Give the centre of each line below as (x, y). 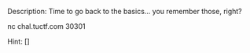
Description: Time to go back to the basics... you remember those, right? (125, 11)
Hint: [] (18, 41)
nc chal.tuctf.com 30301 (46, 26)
